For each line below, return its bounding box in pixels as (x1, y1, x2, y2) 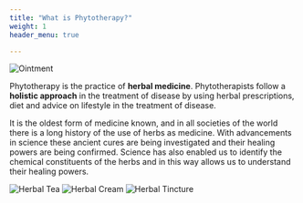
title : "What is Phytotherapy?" (9, 13, 132, 23)
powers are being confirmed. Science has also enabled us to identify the (9, 147, 283, 157)
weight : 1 (9, 22, 47, 31)
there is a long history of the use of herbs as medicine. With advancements (9, 127, 292, 138)
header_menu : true (9, 30, 79, 39)
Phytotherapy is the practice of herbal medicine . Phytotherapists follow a (9, 81, 286, 92)
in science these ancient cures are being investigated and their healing (9, 137, 276, 148)
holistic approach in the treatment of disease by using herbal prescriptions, (9, 90, 295, 101)
